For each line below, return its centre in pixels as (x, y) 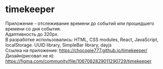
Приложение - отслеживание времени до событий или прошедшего (80, 23)
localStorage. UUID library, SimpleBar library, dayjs (59, 45)
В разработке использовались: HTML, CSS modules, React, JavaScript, (82, 40)
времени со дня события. (33, 28)
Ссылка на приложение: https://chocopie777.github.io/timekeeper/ (76, 50)
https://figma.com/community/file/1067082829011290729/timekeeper (78, 61)
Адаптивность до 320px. (32, 34)
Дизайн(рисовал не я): (30, 56)
